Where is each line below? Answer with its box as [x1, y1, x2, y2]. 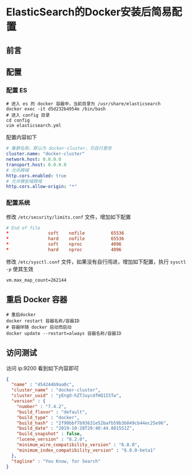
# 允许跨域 [6, 167, 29, 173]
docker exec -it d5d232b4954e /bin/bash [6, 106, 107, 112]
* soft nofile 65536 [6, 230, 125, 236]
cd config [6, 118, 30, 123]
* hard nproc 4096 [6, 247, 122, 253]
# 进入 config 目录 [6, 112, 50, 118]
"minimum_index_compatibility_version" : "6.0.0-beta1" [16, 447, 156, 453]
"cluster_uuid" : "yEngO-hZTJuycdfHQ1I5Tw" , [11, 393, 122, 399]
